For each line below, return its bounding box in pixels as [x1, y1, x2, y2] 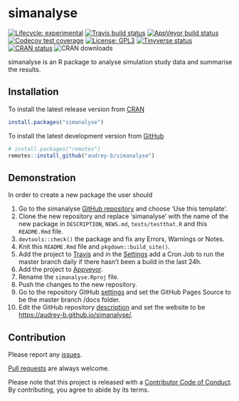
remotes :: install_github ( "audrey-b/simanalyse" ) [8, 152, 155, 159]
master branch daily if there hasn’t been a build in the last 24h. [18, 258, 202, 266]
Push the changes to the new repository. [18, 280, 137, 289]
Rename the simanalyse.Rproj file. [18, 273, 119, 281]
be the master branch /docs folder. [18, 295, 121, 304]
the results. [8, 65, 41, 73]
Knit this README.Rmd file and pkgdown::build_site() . [18, 243, 170, 251]
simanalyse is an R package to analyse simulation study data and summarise [8, 57, 233, 66]
